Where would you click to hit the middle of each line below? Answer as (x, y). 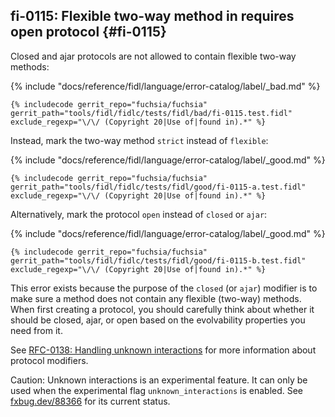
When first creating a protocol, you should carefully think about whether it (162, 309)
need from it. (36, 330)
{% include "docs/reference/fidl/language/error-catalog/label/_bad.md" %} (165, 86)
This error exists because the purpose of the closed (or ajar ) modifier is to (164, 288)
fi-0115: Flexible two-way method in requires (152, 16)
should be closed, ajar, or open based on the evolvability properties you (158, 320)
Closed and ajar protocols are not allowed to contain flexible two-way (153, 56)
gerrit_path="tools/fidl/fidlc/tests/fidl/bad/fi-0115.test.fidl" (151, 113)
